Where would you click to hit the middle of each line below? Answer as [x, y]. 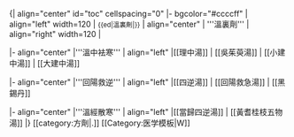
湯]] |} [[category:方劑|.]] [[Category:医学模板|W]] [100, 123]
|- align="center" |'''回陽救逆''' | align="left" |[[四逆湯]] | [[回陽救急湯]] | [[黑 [147, 82]
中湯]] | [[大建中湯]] [45, 63]
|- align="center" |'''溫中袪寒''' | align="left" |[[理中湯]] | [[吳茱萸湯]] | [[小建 [147, 52]
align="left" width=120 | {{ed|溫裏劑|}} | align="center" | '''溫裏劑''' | [129, 24]
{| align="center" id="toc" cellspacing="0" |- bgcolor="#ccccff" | [128, 14]
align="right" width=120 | [55, 34]
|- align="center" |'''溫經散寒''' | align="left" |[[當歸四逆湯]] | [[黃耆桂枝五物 [146, 112]
